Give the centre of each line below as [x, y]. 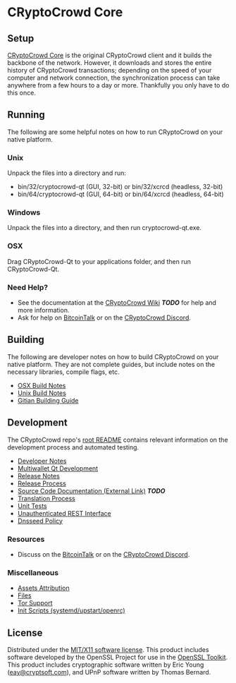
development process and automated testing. [73, 447]
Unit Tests [32, 506]
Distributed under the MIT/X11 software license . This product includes [108, 650]
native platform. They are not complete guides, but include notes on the [111, 364]
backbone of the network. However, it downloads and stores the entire [110, 63]
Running [26, 115]
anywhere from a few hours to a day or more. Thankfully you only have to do [118, 85]
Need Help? [28, 287]
